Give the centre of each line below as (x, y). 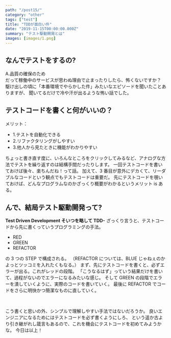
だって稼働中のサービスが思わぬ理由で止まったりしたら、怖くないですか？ (83, 80)
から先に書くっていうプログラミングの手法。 (56, 227)
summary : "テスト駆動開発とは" (35, 34)
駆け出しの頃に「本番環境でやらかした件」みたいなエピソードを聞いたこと (83, 86)
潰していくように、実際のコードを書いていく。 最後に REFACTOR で (86, 284)
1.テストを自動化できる (37, 134)
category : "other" (25, 15)
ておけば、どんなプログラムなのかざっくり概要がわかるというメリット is (81, 184)
